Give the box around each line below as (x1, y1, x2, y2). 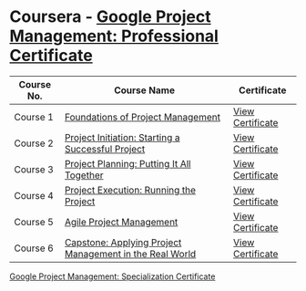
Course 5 (14, 215, 55, 228)
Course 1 (14, 110, 55, 123)
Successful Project (64, 142, 146, 155)
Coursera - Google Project (9, 6, 211, 27)
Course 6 (14, 242, 55, 255)
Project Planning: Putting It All (64, 157, 191, 170)
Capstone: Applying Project (64, 235, 182, 248)
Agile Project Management (64, 215, 178, 228)
